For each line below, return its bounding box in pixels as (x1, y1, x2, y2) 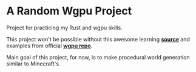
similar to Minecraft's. (6, 60, 61, 67)
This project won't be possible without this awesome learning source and (6, 35, 190, 43)
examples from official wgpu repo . (6, 42, 93, 49)
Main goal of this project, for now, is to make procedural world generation (6, 53, 190, 61)
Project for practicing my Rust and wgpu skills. (6, 24, 123, 31)
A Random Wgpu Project (6, 4, 132, 18)
